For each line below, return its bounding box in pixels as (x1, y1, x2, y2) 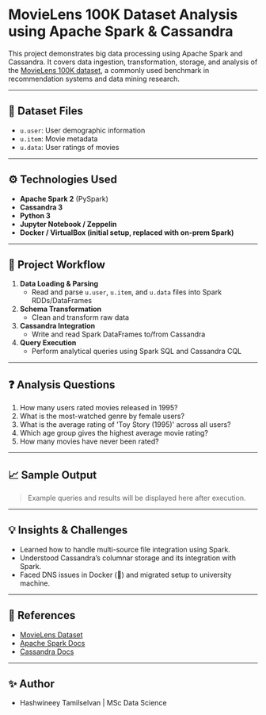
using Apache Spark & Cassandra (8, 22, 234, 40)
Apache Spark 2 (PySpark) (19, 194, 109, 203)
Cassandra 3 (19, 202, 63, 212)
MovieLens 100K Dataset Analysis (8, 6, 238, 24)
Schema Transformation (19, 304, 102, 314)
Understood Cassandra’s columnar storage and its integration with (19, 553, 236, 563)
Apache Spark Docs (19, 638, 85, 648)
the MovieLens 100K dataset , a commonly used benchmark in (8, 65, 210, 75)
